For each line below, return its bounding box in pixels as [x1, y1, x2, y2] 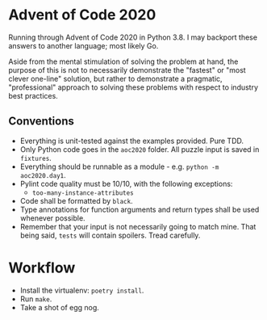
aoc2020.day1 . [19, 170, 66, 179]
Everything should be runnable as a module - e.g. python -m [19, 162, 219, 171]
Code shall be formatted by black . [19, 196, 133, 205]
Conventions [8, 115, 75, 128]
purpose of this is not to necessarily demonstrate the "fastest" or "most [8, 65, 246, 74]
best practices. [8, 91, 58, 100]
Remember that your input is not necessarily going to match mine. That [19, 221, 257, 231]
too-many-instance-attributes [31, 188, 135, 197]
